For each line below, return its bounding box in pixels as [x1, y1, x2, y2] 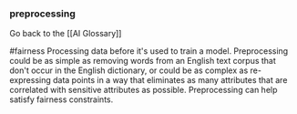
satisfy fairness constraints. [9, 94, 114, 105]
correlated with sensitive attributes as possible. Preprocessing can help [9, 85, 278, 96]
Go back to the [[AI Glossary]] [9, 28, 122, 39]
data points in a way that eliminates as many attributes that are [53, 75, 288, 86]
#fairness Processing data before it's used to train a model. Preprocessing [9, 46, 289, 57]
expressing [9, 75, 52, 86]
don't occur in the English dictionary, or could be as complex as [9, 65, 249, 76]
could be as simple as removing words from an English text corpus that [9, 56, 276, 67]
